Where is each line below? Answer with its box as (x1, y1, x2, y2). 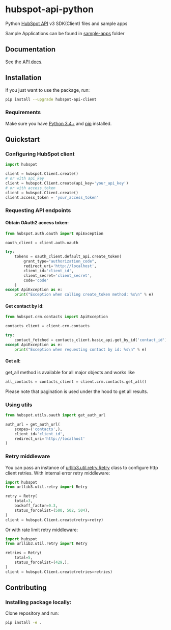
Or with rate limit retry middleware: (5, 527, 78, 533)
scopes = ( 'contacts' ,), (14, 427, 63, 432)
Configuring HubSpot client (5, 150, 75, 157)
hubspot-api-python (5, 4, 94, 15)
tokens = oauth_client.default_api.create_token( (14, 254, 122, 259)
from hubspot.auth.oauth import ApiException (5, 231, 103, 236)
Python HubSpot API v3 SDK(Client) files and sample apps (5, 20, 128, 27)
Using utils (5, 401, 33, 408)
